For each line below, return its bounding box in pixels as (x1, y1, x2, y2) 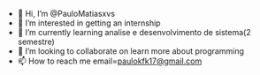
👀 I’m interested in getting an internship (17, 18, 161, 28)
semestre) (17, 36, 55, 47)
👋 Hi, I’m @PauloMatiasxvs (17, 9, 116, 19)
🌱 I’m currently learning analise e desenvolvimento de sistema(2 (17, 27, 251, 37)
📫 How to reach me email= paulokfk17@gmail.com (17, 56, 203, 66)
